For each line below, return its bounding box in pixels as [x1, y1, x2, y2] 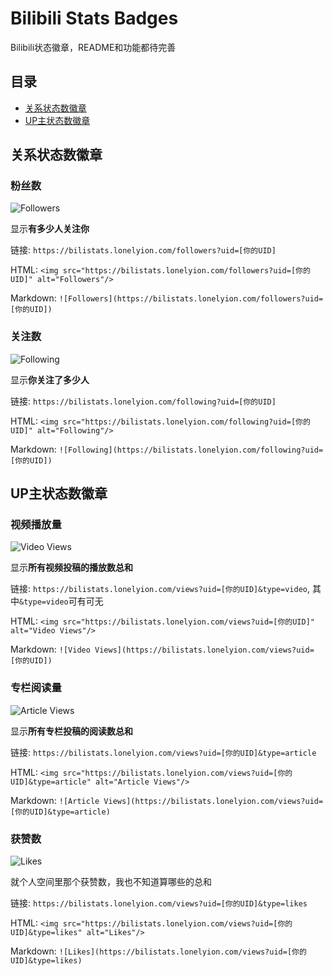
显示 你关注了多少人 [10, 373, 90, 386]
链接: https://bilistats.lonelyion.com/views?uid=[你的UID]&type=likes [10, 897, 308, 909]
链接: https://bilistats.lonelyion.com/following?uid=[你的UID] [10, 395, 277, 407]
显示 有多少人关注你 [10, 223, 90, 235]
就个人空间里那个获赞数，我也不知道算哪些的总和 [10, 876, 212, 888]
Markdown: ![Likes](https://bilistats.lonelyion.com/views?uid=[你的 [10, 945, 307, 957]
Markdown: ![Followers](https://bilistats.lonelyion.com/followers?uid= [10, 292, 324, 304]
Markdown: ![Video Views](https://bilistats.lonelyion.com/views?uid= [10, 643, 315, 656]
